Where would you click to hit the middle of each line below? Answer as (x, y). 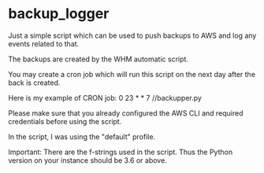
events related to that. (44, 43)
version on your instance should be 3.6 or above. (87, 160)
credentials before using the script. (65, 121)
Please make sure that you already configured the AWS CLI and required (126, 113)
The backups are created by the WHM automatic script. (99, 59)
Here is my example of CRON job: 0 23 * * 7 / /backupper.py (105, 98)
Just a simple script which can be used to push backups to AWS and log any (132, 35)
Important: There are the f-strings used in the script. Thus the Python (121, 152)
